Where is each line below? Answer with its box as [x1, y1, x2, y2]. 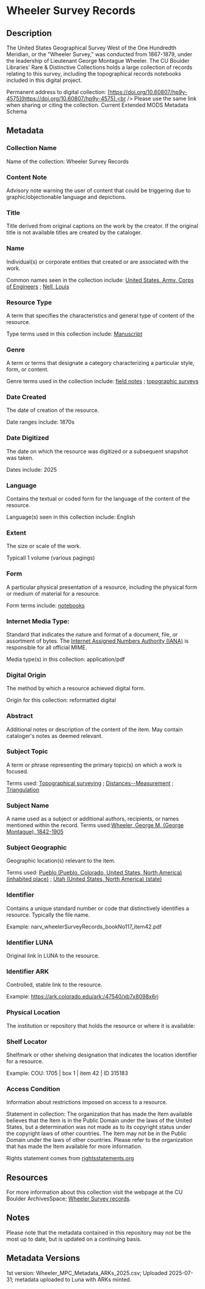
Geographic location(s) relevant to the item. [6, 857, 116, 864]
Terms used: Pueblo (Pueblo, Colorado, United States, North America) [6, 869, 182, 876]
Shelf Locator [6, 1037, 48, 1045]
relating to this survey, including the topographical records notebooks [6, 70, 181, 77]
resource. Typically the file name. [6, 911, 90, 919]
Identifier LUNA [6, 938, 54, 947]
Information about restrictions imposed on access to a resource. [6, 1099, 168, 1106]
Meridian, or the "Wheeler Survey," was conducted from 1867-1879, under [6, 51, 193, 58]
